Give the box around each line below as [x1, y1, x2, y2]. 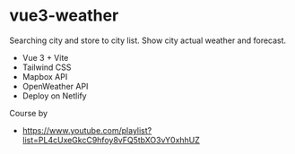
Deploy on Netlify [22, 90, 87, 101]
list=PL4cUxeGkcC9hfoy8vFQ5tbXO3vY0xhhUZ [22, 134, 200, 145]
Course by [9, 107, 48, 118]
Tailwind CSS [22, 62, 72, 73]
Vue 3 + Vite [22, 52, 69, 63]
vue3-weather [9, 5, 119, 26]
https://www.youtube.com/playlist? [22, 124, 152, 135]
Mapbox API [22, 71, 68, 81]
